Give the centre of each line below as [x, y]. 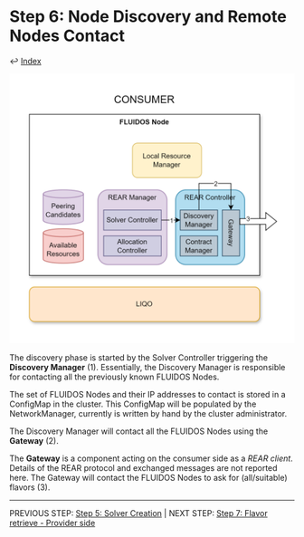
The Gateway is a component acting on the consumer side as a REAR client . [152, 458]
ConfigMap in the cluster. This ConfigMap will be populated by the [133, 404]
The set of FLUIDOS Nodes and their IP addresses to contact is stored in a [148, 395]
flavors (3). [30, 487]
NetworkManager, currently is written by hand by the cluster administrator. [148, 414]
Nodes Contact [67, 36]
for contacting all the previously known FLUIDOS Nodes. [114, 377]
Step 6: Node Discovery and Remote [148, 17]
